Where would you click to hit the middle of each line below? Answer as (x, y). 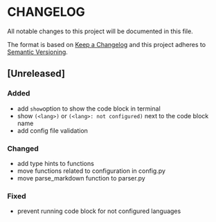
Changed (23, 148)
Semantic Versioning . (37, 52)
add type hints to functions (56, 163)
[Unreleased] (36, 74)
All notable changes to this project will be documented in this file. (100, 31)
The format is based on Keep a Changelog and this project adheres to (107, 44)
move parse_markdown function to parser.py (81, 178)
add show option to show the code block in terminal (89, 109)
